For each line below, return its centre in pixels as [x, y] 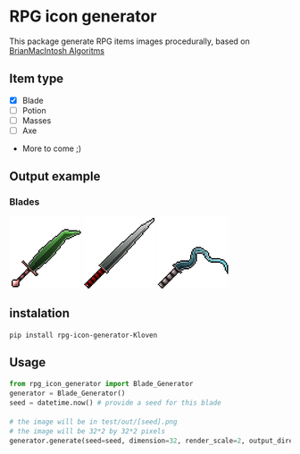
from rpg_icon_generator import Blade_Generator [101, 384]
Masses [37, 120]
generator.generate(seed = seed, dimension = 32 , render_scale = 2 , [127, 441]
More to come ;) [52, 148]
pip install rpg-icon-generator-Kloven [83, 335]
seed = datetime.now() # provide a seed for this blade [115, 403]
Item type [37, 79]
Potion [34, 110]
